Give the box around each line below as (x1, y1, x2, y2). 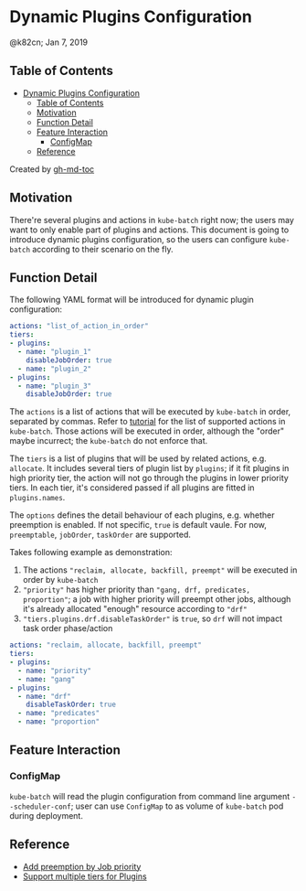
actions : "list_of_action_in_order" (9, 322, 149, 331)
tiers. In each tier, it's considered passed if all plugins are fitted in (9, 482, 255, 493)
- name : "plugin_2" (17, 364, 92, 373)
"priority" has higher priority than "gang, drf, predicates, (22, 584, 251, 596)
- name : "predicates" (17, 709, 100, 718)
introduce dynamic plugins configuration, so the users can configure (9, 233, 268, 244)
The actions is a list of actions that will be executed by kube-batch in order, (9, 406, 291, 417)
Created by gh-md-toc (9, 163, 95, 175)
